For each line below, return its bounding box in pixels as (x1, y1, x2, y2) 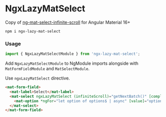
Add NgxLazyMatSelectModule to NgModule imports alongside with (5, 60, 139, 67)
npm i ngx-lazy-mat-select (5, 29, 61, 34)
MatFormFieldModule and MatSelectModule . (5, 66, 90, 72)
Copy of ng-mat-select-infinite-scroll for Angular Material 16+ (5, 19, 131, 25)
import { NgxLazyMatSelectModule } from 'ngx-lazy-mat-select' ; (5, 51, 140, 57)
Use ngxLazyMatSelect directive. (5, 75, 70, 81)
